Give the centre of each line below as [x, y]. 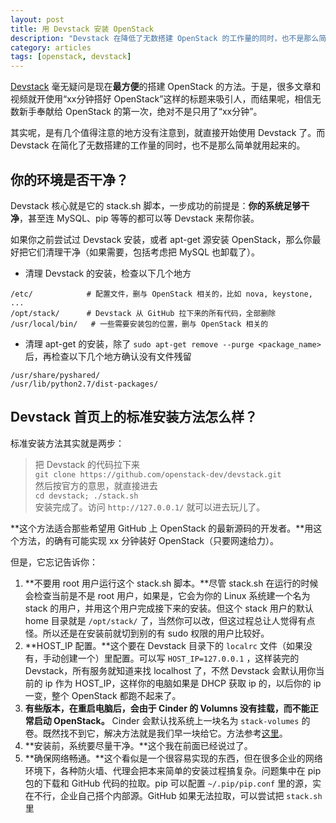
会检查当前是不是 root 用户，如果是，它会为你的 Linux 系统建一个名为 [167, 595]
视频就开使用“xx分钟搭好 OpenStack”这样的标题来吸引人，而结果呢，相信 [161, 99]
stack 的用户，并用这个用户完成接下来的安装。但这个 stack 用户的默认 [169, 608]
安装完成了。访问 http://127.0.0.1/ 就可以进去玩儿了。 [150, 507]
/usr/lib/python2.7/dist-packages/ [84, 384]
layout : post [37, 19]
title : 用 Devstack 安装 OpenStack [82, 29]
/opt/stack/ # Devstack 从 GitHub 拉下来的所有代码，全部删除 [143, 313]
